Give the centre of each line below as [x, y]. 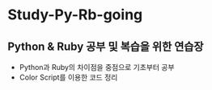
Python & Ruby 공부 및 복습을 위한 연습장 [106, 46]
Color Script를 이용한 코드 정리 [68, 77]
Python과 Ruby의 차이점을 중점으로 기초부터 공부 [97, 67]
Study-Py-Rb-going [75, 15]
